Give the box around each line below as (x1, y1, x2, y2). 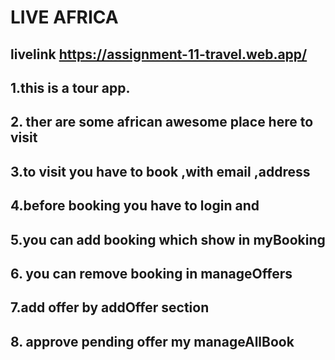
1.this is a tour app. (10, 79, 131, 96)
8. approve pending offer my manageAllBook (10, 333, 295, 350)
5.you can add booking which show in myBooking (10, 231, 326, 248)
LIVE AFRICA (10, 6, 119, 29)
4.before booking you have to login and (10, 197, 260, 215)
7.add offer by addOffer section (10, 299, 210, 316)
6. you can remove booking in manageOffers (10, 265, 293, 282)
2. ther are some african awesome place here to (10, 114, 314, 131)
